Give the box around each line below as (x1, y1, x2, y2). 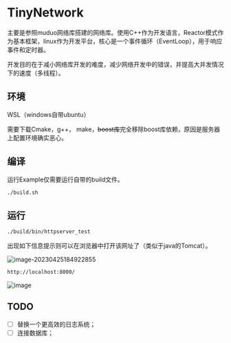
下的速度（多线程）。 (7, 69, 65, 77)
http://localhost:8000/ (7, 269, 76, 276)
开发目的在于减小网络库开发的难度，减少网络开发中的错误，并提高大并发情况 (7, 60, 224, 68)
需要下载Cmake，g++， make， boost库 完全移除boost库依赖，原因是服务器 (7, 125, 221, 133)
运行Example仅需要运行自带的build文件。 (7, 175, 124, 184)
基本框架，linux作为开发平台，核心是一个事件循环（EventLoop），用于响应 (12, 36, 223, 45)
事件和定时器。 (7, 45, 49, 54)
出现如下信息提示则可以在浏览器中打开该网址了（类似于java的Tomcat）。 (7, 242, 212, 250)
